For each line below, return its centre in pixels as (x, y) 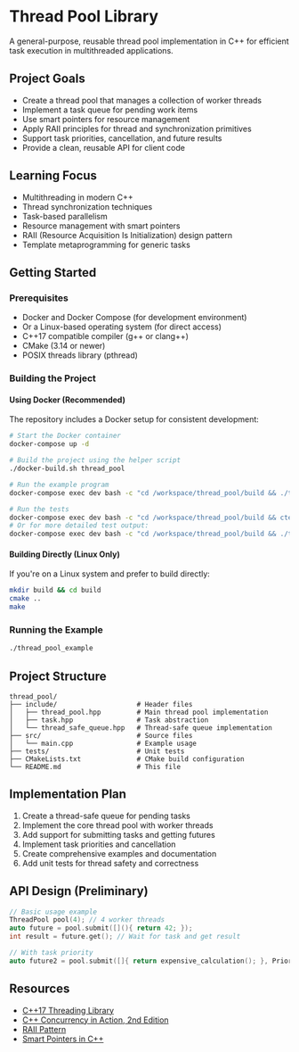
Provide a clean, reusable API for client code (103, 147)
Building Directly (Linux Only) (65, 554)
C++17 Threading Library (68, 1010)
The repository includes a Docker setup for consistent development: (134, 419)
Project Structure (58, 676)
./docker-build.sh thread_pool (67, 468)
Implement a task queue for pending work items (110, 110)
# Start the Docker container (65, 436)
